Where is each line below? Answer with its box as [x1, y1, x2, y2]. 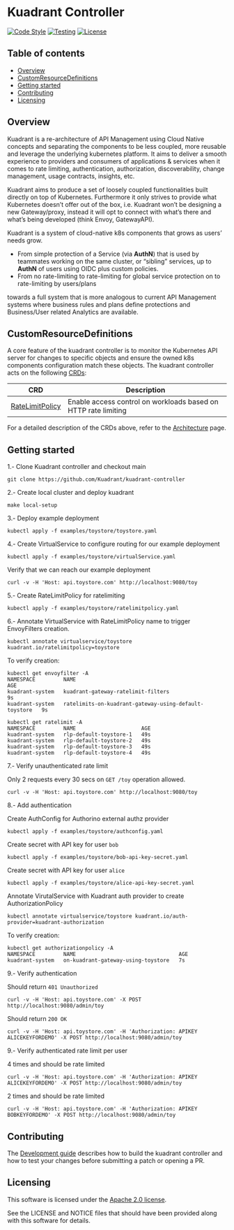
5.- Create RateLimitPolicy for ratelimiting [7, 591, 125, 600]
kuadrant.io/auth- [134, 913, 189, 920]
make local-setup [7, 502, 58, 509]
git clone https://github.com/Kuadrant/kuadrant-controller [7, 476, 186, 483]
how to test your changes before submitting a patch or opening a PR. [7, 1157, 205, 1164]
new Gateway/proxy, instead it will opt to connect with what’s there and [7, 208, 212, 216]
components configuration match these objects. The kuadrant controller [7, 361, 214, 370]
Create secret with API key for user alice [7, 866, 125, 874]
